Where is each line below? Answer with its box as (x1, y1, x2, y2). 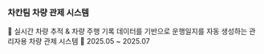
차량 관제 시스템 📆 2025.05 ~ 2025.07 (28, 37, 150, 46)
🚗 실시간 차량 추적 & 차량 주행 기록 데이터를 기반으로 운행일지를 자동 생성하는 (7, 26, 248, 37)
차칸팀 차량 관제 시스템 (7, 6, 90, 17)
